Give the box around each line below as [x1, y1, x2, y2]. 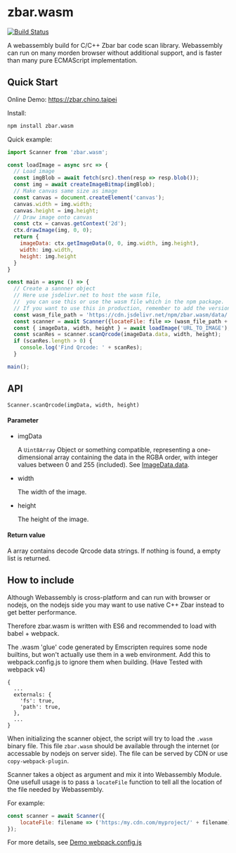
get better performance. [7, 608, 77, 616]
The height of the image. [17, 515, 89, 523]
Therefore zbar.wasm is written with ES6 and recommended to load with [7, 622, 216, 630]
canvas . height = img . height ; [13, 207, 99, 214]
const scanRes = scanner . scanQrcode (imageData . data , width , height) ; [13, 331, 221, 338]
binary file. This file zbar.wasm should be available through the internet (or [7, 741, 220, 750]
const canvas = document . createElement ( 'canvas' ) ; [13, 194, 165, 201]
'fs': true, [20, 697, 55, 704]
